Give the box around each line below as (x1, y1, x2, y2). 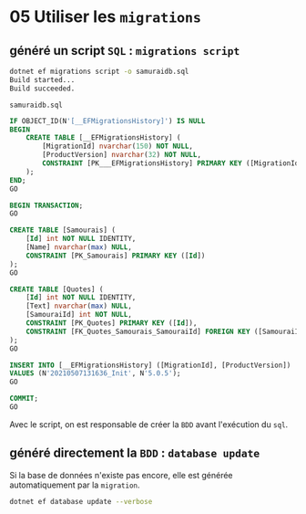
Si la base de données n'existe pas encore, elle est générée (9, 469, 234, 480)
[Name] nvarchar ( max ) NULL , (25, 243, 132, 252)
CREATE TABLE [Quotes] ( (9, 285, 104, 294)
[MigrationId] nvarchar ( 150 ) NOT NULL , (42, 142, 194, 152)
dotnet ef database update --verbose (9, 497, 153, 506)
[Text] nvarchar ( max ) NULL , (25, 301, 132, 311)
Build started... (9, 75, 76, 84)
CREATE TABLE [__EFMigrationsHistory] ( (25, 133, 181, 142)
